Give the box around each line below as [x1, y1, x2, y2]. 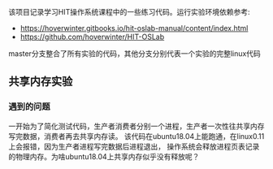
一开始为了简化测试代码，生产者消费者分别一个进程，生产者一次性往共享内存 [8, 121, 265, 131]
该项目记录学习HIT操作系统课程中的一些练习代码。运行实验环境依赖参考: [8, 7, 250, 16]
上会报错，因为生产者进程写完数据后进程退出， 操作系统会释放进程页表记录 [8, 141, 260, 151]
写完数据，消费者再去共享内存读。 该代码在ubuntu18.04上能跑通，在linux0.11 [8, 131, 265, 141]
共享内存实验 [8, 75, 73, 89]
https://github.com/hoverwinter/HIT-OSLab [19, 32, 165, 41]
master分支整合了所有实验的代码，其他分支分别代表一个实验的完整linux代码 [8, 49, 262, 58]
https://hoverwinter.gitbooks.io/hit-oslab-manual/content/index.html [19, 24, 249, 32]
